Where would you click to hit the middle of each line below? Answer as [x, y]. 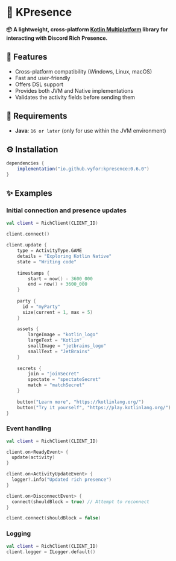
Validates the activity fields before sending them [75, 97]
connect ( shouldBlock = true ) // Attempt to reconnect [80, 502]
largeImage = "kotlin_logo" [63, 335]
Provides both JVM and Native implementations [74, 90]
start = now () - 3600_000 [61, 279]
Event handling [29, 428]
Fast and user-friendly [42, 78]
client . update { [27, 245]
